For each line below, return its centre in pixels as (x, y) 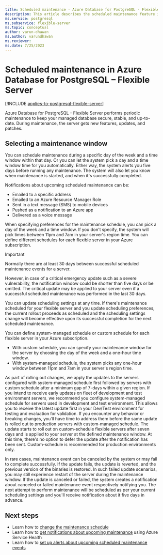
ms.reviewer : (18, 41)
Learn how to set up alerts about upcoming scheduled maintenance (80, 542)
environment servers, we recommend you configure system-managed (75, 398)
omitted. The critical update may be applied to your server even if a (72, 289)
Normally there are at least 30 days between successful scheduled (72, 264)
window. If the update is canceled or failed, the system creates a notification (81, 479)
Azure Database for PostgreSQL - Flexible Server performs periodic (73, 113)
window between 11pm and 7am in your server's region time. (73, 368)
